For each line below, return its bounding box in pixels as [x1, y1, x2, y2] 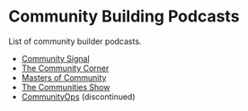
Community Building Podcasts [8, 6, 240, 27]
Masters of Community [21, 72, 107, 82]
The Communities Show [21, 81, 111, 92]
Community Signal [21, 53, 91, 64]
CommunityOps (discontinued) [21, 91, 136, 102]
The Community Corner [21, 63, 110, 73]
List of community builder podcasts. [8, 36, 142, 47]
